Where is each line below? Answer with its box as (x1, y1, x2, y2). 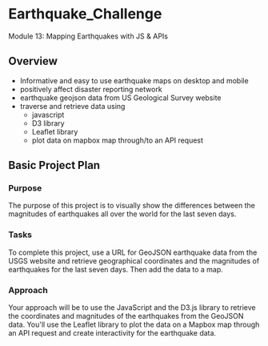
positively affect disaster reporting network (19, 84, 162, 94)
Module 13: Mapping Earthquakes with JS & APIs (8, 31, 168, 41)
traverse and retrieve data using (19, 101, 126, 111)
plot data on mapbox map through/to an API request (31, 135, 204, 145)
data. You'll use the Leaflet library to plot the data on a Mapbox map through (8, 320, 260, 329)
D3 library (31, 118, 66, 128)
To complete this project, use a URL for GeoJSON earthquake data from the (8, 247, 258, 257)
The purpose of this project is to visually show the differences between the (8, 201, 256, 211)
